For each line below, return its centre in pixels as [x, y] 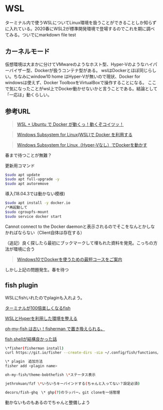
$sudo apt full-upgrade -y [32, 179]
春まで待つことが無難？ [28, 155]
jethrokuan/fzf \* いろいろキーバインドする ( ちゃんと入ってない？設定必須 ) [73, 383]
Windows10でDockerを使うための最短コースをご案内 [69, 259]
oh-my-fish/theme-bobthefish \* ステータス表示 [50, 375]
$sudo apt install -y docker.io [38, 203]
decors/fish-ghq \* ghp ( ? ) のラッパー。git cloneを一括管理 [63, 392]
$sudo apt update [23, 175]
